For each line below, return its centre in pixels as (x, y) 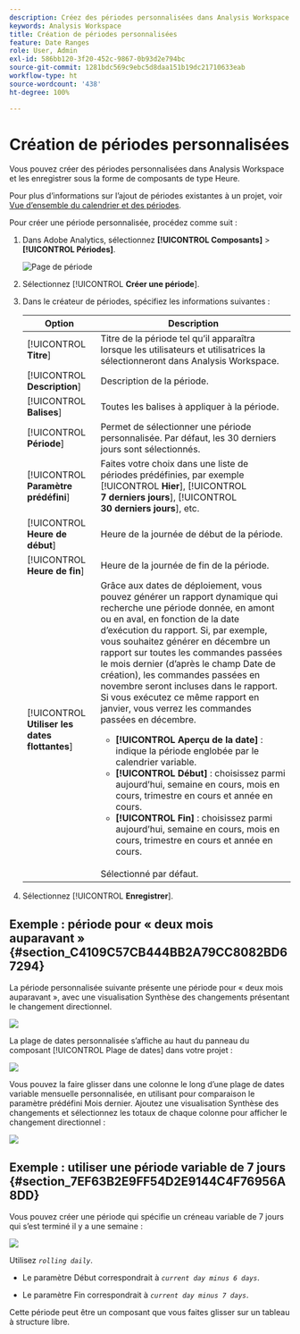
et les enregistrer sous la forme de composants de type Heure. (125, 179)
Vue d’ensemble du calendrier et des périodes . (95, 206)
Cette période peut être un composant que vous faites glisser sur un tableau (150, 1313)
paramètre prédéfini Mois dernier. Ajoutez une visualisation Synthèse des (144, 1103)
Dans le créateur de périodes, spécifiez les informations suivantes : (146, 301)
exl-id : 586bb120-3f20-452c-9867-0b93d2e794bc (97, 59)
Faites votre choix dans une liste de (174, 464)
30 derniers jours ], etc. (150, 509)
